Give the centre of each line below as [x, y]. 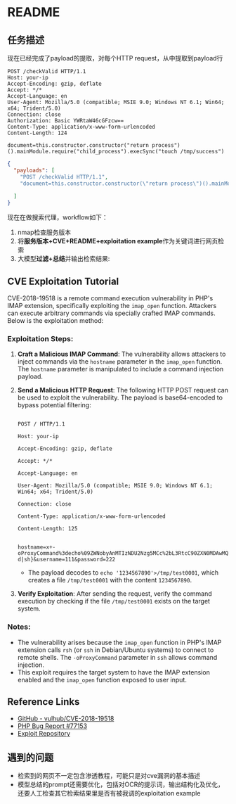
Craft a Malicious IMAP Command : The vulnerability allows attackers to [122, 354]
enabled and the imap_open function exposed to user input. [102, 679]
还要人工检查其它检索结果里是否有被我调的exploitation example [109, 793]
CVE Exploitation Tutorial [63, 281]
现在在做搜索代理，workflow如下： [58, 217]
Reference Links [44, 702]
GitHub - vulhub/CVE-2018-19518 [66, 719]
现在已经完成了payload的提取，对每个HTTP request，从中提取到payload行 [115, 58]
